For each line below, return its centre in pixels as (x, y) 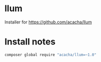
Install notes (30, 42)
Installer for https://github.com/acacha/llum (48, 22)
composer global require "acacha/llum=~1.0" (50, 55)
